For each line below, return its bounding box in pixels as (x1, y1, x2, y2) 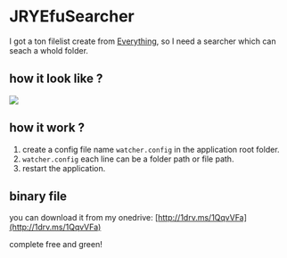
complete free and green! (9, 239, 102, 250)
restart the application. (21, 162, 106, 173)
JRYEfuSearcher (9, 6, 135, 27)
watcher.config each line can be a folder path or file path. (21, 154, 234, 164)
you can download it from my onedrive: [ (9, 212, 159, 223)
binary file (9, 188, 68, 204)
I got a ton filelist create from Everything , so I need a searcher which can (9, 36, 276, 46)
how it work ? (9, 121, 86, 136)
